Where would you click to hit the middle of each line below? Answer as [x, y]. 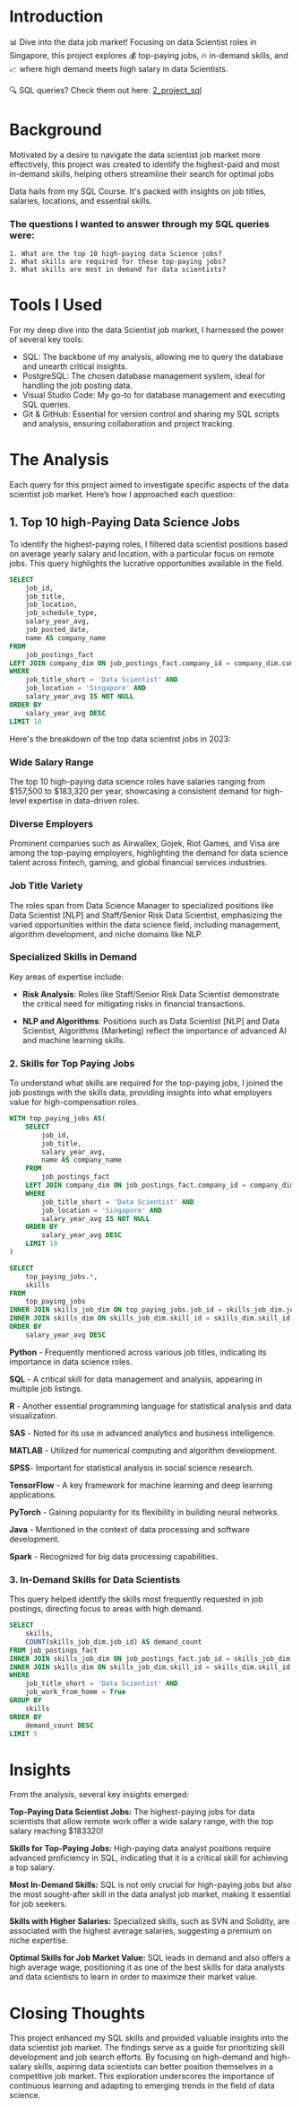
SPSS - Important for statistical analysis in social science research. [132, 1467]
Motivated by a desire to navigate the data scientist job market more [135, 154]
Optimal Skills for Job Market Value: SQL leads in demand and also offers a [150, 1958]
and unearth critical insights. [75, 366]
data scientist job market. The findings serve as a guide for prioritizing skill [147, 2048]
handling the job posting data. [77, 386]
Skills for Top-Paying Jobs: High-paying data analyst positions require [140, 1849]
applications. [33, 1494]
